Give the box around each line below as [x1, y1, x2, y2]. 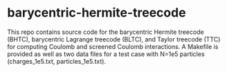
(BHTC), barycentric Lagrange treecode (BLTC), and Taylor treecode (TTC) [7, 35, 221, 43]
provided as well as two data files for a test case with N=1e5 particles [7, 50, 206, 58]
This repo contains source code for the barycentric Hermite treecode [7, 28, 204, 36]
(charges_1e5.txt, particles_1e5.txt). [7, 57, 106, 65]
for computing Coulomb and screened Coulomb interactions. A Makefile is [7, 42, 219, 51]
